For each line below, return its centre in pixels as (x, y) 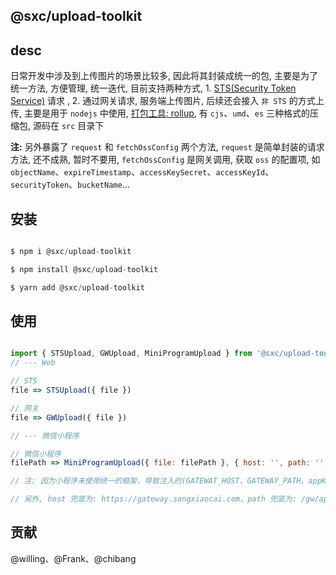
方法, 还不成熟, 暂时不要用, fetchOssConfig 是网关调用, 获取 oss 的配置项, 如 (165, 160)
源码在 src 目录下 (68, 126)
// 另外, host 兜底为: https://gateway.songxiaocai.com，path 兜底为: (153, 499)
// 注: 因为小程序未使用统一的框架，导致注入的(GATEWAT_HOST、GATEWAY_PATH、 (159, 481)
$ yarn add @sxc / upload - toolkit (77, 287)
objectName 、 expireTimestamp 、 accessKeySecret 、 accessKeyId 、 (142, 172)
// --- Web (33, 363)
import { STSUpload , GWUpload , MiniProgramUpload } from (131, 354)
